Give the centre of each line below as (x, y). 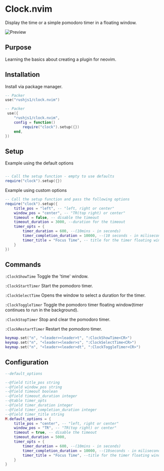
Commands (23, 265)
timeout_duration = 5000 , (40, 437)
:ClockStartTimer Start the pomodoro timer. (49, 286)
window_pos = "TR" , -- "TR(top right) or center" (65, 428)
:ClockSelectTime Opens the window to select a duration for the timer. (75, 295)
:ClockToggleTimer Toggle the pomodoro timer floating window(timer (74, 305)
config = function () (35, 122)
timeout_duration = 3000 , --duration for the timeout (70, 222)
